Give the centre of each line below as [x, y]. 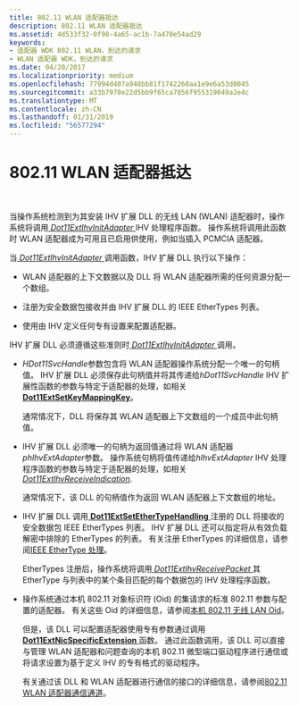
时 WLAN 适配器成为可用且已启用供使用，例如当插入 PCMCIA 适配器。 [139, 239]
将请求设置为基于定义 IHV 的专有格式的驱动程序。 [113, 662]
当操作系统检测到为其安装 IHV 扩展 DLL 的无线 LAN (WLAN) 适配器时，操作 [147, 216]
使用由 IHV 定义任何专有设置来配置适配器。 [101, 325]
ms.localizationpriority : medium [71, 76]
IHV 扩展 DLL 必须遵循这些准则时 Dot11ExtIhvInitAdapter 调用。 [125, 344]
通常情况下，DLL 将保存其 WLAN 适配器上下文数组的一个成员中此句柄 [150, 416]
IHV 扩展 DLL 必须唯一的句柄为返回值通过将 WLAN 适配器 [128, 446]
